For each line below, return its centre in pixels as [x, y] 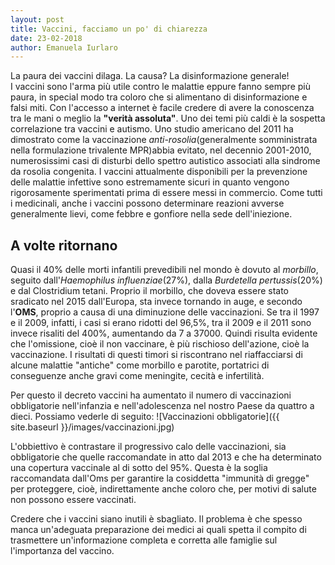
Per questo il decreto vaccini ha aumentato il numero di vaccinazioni [151, 395]
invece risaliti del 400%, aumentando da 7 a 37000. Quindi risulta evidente [164, 333]
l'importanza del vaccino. [62, 551]
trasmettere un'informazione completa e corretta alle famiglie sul [144, 540]
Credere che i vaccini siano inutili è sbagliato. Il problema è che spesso [156, 519]
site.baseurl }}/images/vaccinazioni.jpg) [92, 427]
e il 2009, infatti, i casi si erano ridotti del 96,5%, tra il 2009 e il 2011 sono [161, 323]
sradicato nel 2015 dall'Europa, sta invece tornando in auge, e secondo [156, 302]
